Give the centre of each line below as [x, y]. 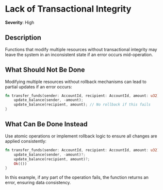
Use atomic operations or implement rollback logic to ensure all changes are [81, 136]
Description [23, 38]
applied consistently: [26, 141]
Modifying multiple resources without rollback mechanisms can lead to [76, 82]
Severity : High [20, 22]
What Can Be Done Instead [46, 124]
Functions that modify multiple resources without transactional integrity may [81, 49]
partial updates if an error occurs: [39, 86]
